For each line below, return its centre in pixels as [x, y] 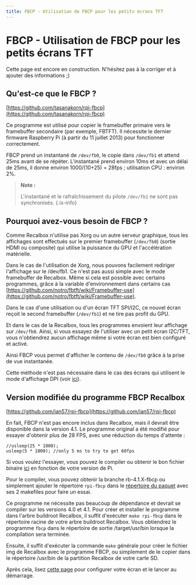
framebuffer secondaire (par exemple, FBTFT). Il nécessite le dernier [89, 132]
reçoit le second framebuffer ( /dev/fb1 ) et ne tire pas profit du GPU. [88, 314]
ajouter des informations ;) [38, 75]
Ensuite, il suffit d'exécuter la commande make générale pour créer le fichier [97, 546]
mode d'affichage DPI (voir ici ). [44, 379]
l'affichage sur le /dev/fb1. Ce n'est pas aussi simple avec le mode [86, 271]
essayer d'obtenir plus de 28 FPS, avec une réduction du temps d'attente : [96, 435]
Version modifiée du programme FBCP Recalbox [96, 398]
